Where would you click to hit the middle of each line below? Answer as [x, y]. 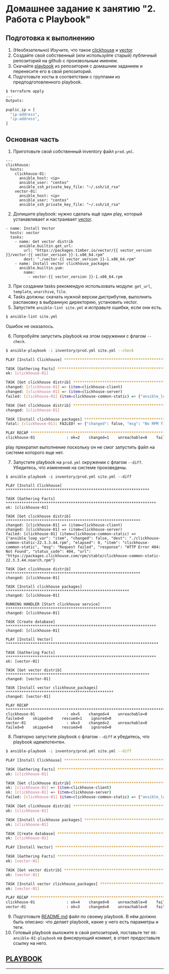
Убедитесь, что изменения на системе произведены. [70, 468]
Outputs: [15, 100]
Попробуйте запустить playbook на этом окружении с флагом [79, 336]
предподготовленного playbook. [47, 82]
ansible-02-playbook [34, 938]
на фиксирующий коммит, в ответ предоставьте [109, 938]
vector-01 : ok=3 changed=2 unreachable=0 [76, 723]
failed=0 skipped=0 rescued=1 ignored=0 [59, 719]
